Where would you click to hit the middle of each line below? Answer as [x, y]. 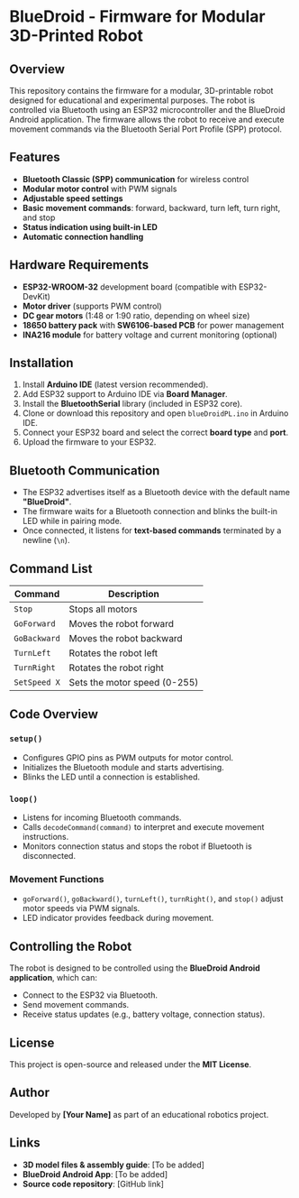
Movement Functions [57, 879]
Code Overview [54, 714]
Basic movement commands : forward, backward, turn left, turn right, [151, 207]
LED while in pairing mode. [72, 521]
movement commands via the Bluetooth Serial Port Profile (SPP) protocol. [145, 129]
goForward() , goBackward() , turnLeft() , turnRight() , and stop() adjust [153, 898]
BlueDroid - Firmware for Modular [137, 17]
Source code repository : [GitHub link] [93, 1184]
